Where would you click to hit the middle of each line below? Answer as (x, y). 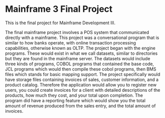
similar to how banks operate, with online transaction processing (71, 42)
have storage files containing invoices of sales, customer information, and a (82, 79)
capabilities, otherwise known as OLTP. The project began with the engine (80, 48)
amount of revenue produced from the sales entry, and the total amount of (81, 106)
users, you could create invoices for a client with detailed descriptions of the (83, 90)
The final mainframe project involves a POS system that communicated (77, 32)
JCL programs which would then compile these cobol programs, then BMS (81, 69)
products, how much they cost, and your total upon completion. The (74, 95)
